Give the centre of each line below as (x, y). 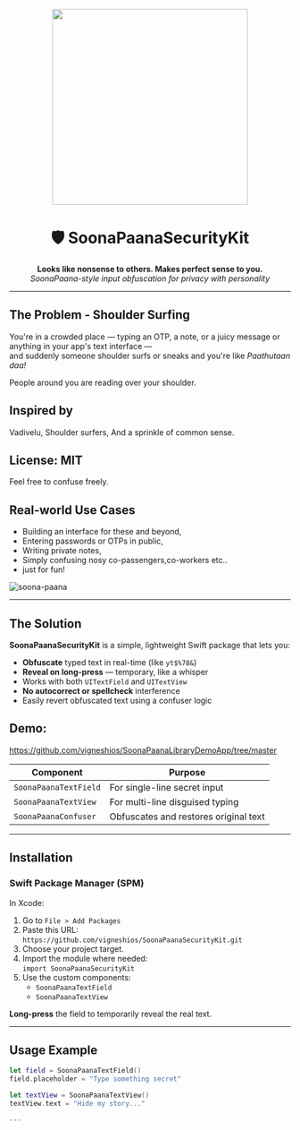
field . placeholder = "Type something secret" (95, 1079)
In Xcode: (27, 903)
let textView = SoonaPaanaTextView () (79, 1096)
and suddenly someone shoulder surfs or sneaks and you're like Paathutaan (150, 355)
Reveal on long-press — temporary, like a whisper (115, 672)
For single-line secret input (167, 787)
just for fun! (43, 569)
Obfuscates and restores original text (187, 817)
